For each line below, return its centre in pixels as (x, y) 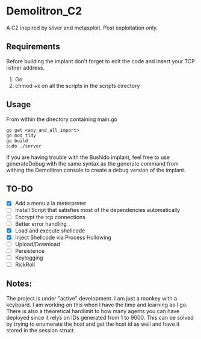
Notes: (19, 284)
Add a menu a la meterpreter (51, 204)
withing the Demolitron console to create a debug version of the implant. (96, 170)
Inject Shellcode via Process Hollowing (63, 237)
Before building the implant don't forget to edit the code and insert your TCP (101, 61)
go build (17, 141)
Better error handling (41, 223)
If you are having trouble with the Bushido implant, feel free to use (88, 157)
